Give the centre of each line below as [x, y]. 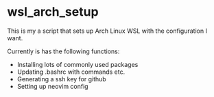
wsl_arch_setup [53, 12]
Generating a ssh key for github [61, 79]
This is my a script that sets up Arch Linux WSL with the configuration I [107, 31]
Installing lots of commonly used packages [78, 64]
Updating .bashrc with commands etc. [71, 72]
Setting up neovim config [52, 86]
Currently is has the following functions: [63, 51]
